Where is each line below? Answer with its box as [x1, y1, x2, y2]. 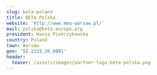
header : [6, 54, 26, 60]
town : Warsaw [6, 43, 40, 49]
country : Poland [6, 37, 47, 43]
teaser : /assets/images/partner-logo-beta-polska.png [12, 59, 151, 65]
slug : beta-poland [6, 8, 53, 15]
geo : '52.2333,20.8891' [6, 48, 67, 54]
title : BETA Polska [6, 15, 56, 21]
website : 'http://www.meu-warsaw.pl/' [6, 20, 105, 26]
